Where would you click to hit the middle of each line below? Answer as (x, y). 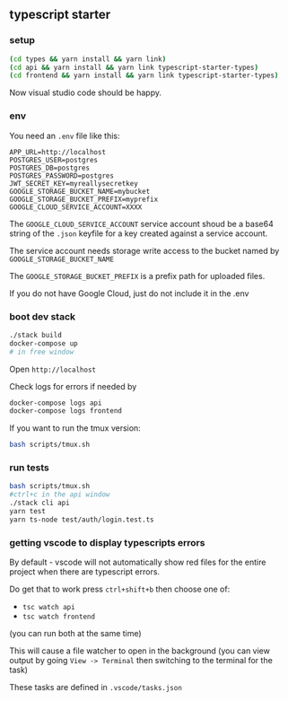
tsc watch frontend (59, 617)
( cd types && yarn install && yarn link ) (88, 59)
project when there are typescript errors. (84, 572)
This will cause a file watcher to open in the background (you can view (140, 651)
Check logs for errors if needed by (73, 386)
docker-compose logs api (56, 403)
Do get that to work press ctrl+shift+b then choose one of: (120, 589)
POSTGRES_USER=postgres (54, 160)
